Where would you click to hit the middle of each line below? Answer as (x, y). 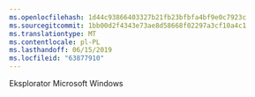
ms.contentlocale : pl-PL (55, 42)
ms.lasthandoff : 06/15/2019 (61, 50)
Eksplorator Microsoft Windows (66, 83)
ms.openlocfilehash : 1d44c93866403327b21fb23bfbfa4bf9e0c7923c (128, 17)
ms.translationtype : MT (53, 34)
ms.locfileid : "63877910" (56, 58)
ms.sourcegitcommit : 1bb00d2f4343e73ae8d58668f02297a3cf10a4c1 (128, 26)
